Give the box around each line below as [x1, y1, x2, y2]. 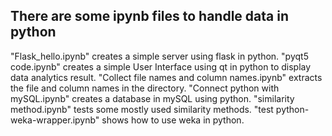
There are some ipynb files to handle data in [10, 8, 289, 25]
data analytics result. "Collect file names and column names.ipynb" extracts [10, 71, 323, 83]
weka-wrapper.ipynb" [10, 114, 100, 126]
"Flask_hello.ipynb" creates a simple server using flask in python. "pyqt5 [10, 50, 309, 62]
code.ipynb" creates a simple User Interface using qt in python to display [10, 60, 312, 73]
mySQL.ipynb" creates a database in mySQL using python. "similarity [10, 92, 295, 104]
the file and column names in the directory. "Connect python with [10, 82, 280, 94]
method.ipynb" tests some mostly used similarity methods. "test [10, 103, 274, 115]
